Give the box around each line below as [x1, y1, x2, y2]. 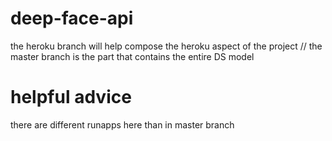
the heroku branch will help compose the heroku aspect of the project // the [10, 40, 323, 52]
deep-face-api [10, 7, 134, 30]
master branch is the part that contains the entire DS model [10, 50, 255, 62]
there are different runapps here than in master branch [10, 118, 235, 131]
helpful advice [10, 86, 132, 109]
